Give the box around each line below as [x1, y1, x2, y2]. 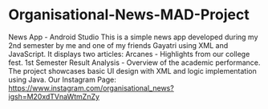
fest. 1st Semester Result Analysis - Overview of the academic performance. [8, 58, 261, 67]
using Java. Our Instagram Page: [8, 75, 116, 84]
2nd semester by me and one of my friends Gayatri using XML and [8, 40, 229, 50]
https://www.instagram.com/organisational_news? [8, 83, 174, 93]
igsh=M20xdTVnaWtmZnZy [8, 91, 100, 101]
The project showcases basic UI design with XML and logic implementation [8, 66, 257, 75]
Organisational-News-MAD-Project [8, 6, 250, 24]
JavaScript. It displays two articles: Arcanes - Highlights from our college [8, 49, 250, 59]
